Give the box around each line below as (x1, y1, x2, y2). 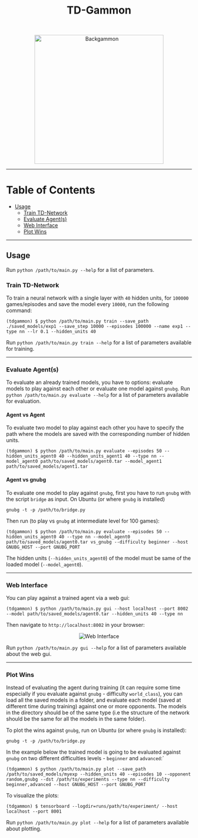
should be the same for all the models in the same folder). (6, 715, 146, 722)
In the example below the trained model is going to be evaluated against (6, 748, 181, 755)
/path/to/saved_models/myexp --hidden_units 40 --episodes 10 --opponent (6, 771, 192, 777)
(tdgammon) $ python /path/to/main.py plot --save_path (6, 766, 146, 773)
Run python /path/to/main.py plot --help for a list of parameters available (6, 819, 189, 826)
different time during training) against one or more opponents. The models (6, 703, 187, 710)
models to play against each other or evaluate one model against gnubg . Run (6, 385, 190, 392)
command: (6, 307, 32, 314)
